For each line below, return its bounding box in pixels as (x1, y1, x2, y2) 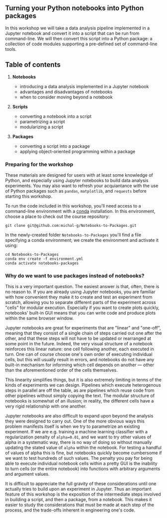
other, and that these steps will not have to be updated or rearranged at (5, 335, 152, 341)
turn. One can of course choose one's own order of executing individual (5, 351, 153, 357)
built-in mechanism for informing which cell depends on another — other (5, 362, 154, 368)
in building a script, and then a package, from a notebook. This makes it (5, 497, 152, 503)
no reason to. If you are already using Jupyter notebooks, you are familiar (5, 289, 156, 295)
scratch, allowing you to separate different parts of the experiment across (5, 300, 156, 306)
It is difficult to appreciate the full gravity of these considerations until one (5, 481, 157, 487)
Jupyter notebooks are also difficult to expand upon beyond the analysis (5, 413, 154, 419)
